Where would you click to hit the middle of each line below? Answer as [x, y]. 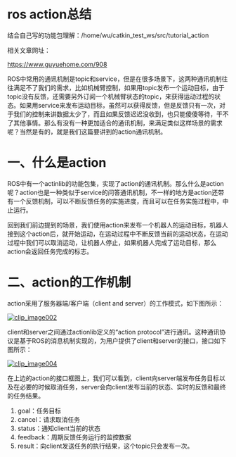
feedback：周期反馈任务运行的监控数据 [74, 437]
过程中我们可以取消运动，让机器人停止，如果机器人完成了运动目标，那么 [112, 242]
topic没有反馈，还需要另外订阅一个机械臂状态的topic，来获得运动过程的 [111, 96]
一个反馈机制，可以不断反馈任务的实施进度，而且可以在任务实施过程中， [118, 201]
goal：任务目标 [39, 411]
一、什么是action [57, 163]
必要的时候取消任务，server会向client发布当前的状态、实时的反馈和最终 [123, 387]
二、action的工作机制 [69, 283]
